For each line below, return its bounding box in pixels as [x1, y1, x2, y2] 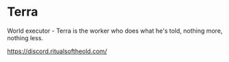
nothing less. [7, 33, 44, 42]
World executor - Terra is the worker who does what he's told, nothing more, [7, 27, 223, 35]
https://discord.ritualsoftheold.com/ [7, 47, 107, 55]
